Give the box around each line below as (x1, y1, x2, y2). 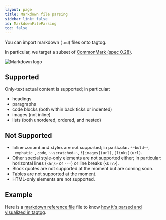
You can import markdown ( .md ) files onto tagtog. (5, 39, 107, 45)
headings (12, 95, 32, 102)
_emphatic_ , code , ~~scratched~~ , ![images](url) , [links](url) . (12, 149, 143, 155)
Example (5, 191, 33, 199)
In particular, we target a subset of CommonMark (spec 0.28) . (5, 49, 133, 55)
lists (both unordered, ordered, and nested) (12, 117, 101, 123)
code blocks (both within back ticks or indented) (12, 106, 112, 112)
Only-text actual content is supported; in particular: (5, 86, 111, 92)
